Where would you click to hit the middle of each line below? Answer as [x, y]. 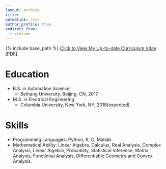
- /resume [20, 34]
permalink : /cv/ [22, 19]
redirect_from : [21, 29]
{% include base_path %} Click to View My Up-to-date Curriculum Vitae [81, 48]
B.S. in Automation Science [41, 88]
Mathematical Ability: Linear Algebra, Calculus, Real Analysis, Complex [87, 145]
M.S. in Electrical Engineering [44, 99]
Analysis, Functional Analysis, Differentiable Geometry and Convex [82, 156]
